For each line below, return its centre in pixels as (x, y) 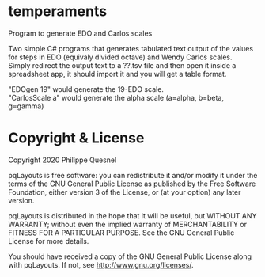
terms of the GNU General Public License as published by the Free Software (132, 184)
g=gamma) (26, 106)
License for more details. (49, 241)
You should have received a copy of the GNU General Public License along (130, 256)
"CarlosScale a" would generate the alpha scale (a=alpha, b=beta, (116, 97)
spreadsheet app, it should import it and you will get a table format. (117, 74)
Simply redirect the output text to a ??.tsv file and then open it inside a (122, 65)
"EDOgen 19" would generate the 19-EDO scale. (86, 89)
